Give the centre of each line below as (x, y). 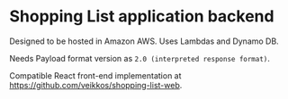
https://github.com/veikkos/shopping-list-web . (96, 85)
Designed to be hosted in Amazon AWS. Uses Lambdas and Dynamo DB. (144, 41)
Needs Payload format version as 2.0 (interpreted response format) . (139, 58)
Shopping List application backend (142, 16)
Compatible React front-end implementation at (95, 75)
